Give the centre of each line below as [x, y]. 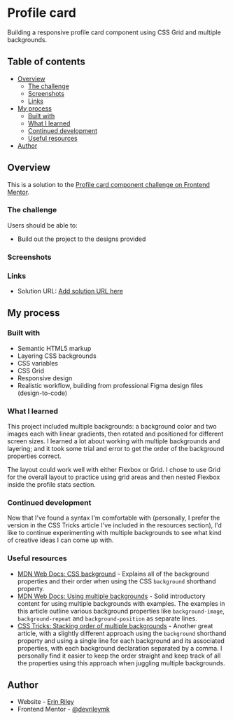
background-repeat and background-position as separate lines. [107, 618]
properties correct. [34, 456]
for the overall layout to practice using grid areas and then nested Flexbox [114, 477]
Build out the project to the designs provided [82, 239]
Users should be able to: [43, 225]
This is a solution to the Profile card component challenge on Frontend [108, 184]
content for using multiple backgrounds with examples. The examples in [121, 603]
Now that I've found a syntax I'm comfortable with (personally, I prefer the [114, 518]
